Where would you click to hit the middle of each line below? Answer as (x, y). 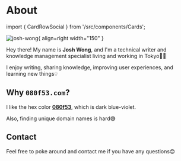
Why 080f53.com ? (38, 93)
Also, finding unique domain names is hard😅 (61, 118)
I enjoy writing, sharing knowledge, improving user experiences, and (90, 67)
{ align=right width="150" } (71, 38)
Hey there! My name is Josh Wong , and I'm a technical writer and (86, 49)
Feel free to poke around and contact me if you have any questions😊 (91, 151)
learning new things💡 (32, 73)
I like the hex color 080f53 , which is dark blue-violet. (71, 107)
